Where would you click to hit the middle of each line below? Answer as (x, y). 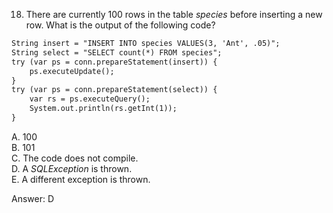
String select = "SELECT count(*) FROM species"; (117, 52)
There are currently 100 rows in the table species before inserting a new (174, 14)
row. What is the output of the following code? (120, 25)
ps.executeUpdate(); (72, 71)
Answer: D (33, 198)
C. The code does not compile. (75, 158)
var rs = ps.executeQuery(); (90, 99)
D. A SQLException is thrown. (72, 168)
